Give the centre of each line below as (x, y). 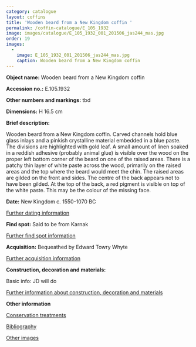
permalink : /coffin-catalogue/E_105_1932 (58, 28)
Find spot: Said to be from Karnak (47, 224)
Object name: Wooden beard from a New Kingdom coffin (75, 77)
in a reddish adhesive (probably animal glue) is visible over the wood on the (97, 152)
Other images (23, 338)
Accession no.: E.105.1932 (38, 89)
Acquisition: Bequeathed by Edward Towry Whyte (67, 247)
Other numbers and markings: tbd (48, 100)
